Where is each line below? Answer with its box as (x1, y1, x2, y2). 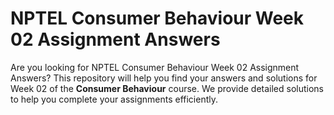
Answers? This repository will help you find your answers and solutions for (10, 72, 318, 84)
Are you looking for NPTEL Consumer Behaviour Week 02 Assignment (10, 61, 300, 73)
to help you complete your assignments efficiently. (10, 93, 218, 105)
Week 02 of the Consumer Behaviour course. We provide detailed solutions (10, 82, 324, 94)
